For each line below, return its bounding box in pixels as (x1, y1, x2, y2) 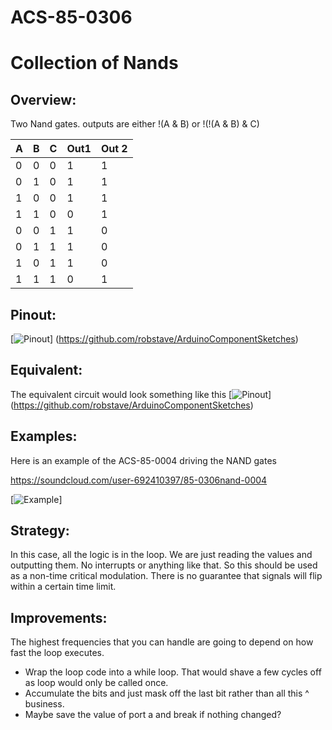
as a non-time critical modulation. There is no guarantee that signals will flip (10, 570, 323, 582)
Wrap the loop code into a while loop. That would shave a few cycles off (24, 666, 322, 678)
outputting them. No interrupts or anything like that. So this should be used (10, 559, 318, 571)
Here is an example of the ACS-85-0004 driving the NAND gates (10, 454, 277, 466)
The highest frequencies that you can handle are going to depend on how (10, 636, 314, 648)
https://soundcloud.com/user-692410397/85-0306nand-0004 (10, 474, 268, 486)
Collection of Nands (10, 52, 179, 75)
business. (24, 698, 65, 710)
